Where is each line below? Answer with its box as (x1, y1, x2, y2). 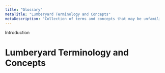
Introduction (5, 30, 30, 36)
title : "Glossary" (5, 7, 43, 12)
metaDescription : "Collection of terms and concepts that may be (5, 16, 141, 21)
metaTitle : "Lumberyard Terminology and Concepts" (5, 12, 111, 17)
